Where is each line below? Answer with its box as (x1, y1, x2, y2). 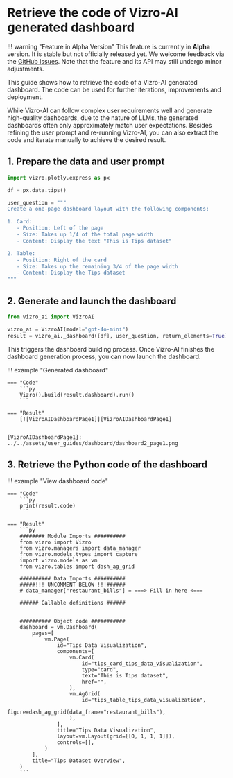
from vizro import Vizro (19, 539, 92, 546)
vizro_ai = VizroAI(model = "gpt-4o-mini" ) (7, 326, 129, 333)
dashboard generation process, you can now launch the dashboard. (7, 352, 201, 361)
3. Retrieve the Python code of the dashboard (7, 458, 208, 470)
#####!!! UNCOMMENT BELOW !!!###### (19, 581, 126, 589)
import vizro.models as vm (19, 557, 98, 564)
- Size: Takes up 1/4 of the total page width (16, 231, 154, 238)
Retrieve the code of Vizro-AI (7, 5, 178, 21)
